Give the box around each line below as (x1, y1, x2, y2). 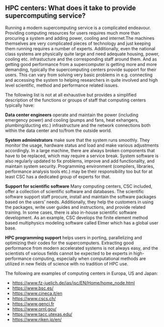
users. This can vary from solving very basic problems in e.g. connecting (5, 71, 153, 78)
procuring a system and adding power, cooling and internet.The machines (5, 35, 155, 41)
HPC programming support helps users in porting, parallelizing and (5, 234, 142, 240)
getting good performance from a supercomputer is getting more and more (5, 61, 157, 67)
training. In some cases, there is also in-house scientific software (5, 209, 137, 215)
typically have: (5, 102, 35, 108)
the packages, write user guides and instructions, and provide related (5, 204, 146, 210)
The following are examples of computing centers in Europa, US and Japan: (5, 270, 158, 276)
